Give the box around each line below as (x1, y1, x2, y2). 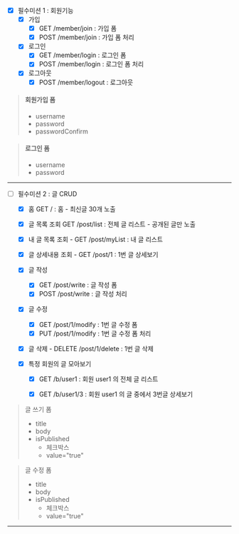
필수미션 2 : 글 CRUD (17, 189, 78, 198)
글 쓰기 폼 (24, 405, 52, 413)
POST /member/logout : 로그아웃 (38, 78, 134, 86)
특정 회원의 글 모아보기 (28, 359, 92, 368)
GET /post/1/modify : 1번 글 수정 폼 (38, 320, 138, 328)
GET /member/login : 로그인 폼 (38, 51, 127, 59)
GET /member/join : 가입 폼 (38, 24, 117, 33)
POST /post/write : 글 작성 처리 (38, 290, 127, 298)
